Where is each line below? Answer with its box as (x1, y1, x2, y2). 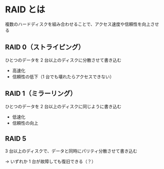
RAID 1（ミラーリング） (5, 89, 77, 98)
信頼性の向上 (12, 120, 38, 126)
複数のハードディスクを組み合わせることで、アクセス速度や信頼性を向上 (5, 21, 151, 27)
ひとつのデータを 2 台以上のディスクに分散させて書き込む (5, 57, 122, 63)
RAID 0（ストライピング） (5, 43, 85, 52)
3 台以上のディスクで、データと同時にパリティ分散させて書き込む (5, 148, 137, 154)
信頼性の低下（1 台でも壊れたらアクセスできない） (12, 74, 114, 80)
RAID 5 (5, 134, 27, 142)
